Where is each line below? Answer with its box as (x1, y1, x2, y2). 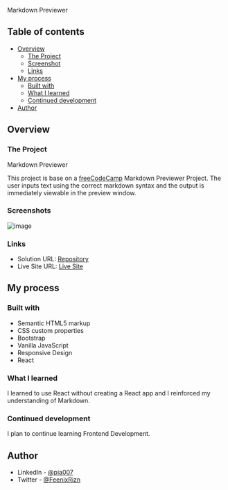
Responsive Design (17, 348, 73, 357)
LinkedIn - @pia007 (17, 468, 74, 477)
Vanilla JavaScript (17, 341, 69, 350)
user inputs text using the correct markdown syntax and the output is (7, 181, 204, 190)
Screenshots (7, 206, 51, 215)
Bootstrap (17, 334, 46, 342)
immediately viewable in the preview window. (7, 188, 137, 197)
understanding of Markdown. (7, 396, 90, 405)
